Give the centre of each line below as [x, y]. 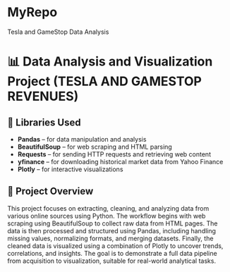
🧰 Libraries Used [44, 122]
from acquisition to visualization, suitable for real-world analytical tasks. [112, 261]
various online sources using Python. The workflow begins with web [107, 216]
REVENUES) [43, 97]
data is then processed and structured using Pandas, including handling [112, 230]
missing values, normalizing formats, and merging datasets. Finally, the [110, 238]
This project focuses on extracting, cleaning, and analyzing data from [108, 208]
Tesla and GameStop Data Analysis [58, 32]
